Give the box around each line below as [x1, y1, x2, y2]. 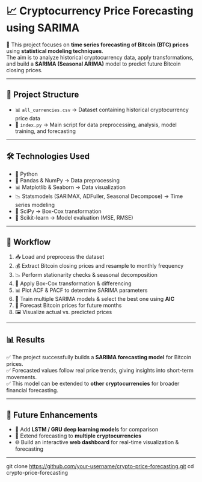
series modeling [14, 201, 55, 208]
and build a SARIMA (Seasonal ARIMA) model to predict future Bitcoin [6, 60, 181, 67]
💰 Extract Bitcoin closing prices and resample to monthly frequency [14, 262, 184, 270]
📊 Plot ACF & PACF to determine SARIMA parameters [14, 286, 148, 294]
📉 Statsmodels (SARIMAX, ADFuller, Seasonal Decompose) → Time [14, 193, 183, 200]
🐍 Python [14, 170, 38, 178]
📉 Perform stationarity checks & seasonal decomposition [14, 271, 158, 279]
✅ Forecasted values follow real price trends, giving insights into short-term [6, 367, 194, 374]
